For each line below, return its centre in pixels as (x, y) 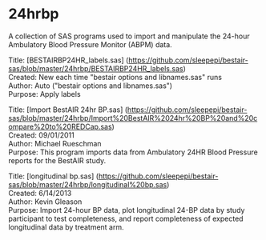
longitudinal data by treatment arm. (66, 227)
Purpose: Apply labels (45, 94)
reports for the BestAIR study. (57, 160)
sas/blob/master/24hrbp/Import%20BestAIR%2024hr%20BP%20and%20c (133, 118)
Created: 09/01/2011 (41, 135)
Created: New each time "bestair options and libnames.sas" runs (115, 77)
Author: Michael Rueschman (55, 143)
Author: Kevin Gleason (45, 202)
